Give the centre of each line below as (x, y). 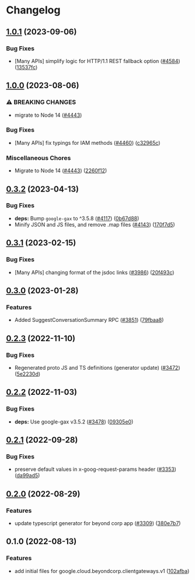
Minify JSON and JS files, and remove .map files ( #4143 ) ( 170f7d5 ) (95, 224)
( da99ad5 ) (27, 475)
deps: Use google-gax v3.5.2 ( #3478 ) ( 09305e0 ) (74, 422)
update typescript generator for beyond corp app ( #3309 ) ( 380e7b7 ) (97, 523)
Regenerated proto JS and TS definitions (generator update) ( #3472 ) (97, 367)
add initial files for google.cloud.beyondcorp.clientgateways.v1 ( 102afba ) (102, 571)
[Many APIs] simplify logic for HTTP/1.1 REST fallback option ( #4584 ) (97, 61)
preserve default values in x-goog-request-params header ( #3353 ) (95, 469)
